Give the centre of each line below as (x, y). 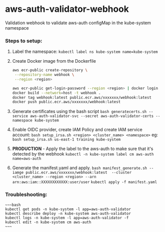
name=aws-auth (27, 159)
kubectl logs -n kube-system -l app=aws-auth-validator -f (67, 218)
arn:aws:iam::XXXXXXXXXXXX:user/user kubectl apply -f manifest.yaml (85, 182)
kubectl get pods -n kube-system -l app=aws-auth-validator (68, 209)
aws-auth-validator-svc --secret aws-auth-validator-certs (92, 116)
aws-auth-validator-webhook (67, 9)
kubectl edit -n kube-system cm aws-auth (48, 222)
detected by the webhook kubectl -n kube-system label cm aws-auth (83, 154)
